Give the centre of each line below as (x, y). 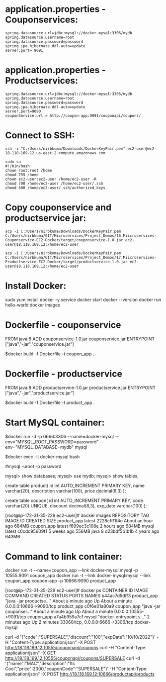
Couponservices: (42, 20)
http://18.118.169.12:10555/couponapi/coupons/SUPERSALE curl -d (73, 658)
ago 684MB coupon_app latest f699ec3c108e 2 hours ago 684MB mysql (80, 526)
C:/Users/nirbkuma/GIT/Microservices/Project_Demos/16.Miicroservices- (81, 236)
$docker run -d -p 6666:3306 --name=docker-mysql (60, 436)
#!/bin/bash (17, 166)
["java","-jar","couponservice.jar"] (40, 344)
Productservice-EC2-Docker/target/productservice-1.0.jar (66, 262)
